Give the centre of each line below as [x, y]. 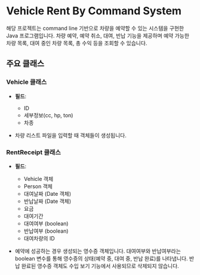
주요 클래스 [25, 64]
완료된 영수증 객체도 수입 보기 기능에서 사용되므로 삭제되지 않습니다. [100, 265]
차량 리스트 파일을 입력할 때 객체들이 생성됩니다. [70, 135]
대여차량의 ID [39, 238]
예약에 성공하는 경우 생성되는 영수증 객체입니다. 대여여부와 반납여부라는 [98, 251]
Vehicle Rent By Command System [94, 11]
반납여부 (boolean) [46, 231]
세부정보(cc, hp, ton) [48, 115]
